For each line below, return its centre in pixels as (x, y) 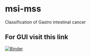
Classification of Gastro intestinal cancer (45, 22)
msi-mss (23, 9)
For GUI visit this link (37, 37)
